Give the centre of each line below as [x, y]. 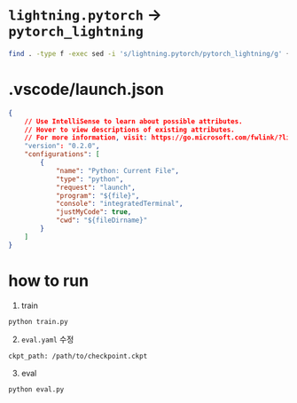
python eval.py [36, 390]
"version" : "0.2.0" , [62, 146]
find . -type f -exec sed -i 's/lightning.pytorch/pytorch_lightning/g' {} [151, 53]
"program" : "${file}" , [98, 195]
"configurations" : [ [62, 154]
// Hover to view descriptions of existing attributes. [130, 130]
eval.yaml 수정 [47, 340]
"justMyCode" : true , [94, 212]
